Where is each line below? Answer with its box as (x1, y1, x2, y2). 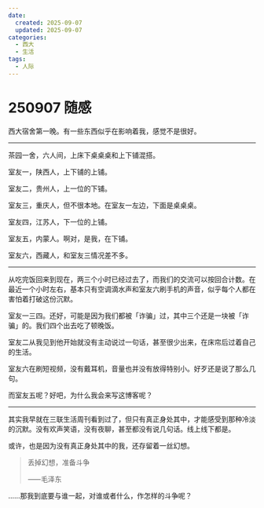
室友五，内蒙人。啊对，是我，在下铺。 (8, 233, 132, 243)
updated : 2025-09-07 (15, 26, 82, 34)
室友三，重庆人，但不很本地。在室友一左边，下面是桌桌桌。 (8, 200, 201, 210)
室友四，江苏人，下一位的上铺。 (8, 217, 112, 226)
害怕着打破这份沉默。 (8, 294, 77, 303)
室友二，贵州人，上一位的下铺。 (8, 184, 112, 193)
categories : (8, 33, 47, 42)
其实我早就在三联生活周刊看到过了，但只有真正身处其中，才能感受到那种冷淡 (8, 414, 256, 424)
